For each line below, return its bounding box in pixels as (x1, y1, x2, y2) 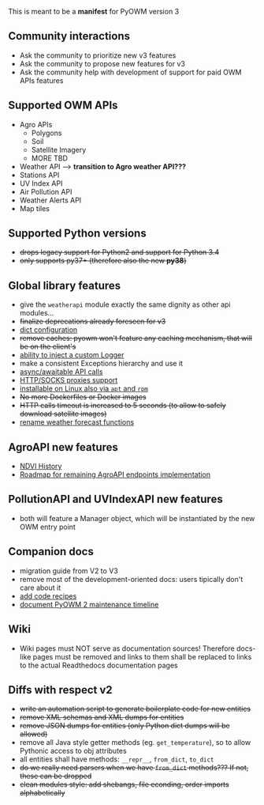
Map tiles (19, 203, 50, 213)
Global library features (8, 278, 121, 292)
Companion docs (8, 545, 95, 558)
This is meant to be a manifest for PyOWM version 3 (8, 7, 180, 16)
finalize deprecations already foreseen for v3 (19, 316, 166, 327)
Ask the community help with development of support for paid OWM (19, 67, 242, 77)
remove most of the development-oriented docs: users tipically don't (19, 574, 244, 584)
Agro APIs (19, 119, 53, 129)
